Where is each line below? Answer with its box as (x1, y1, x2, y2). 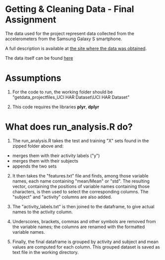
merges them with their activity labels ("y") (12, 153, 100, 159)
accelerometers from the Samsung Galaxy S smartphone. (5, 36, 122, 42)
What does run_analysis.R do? (5, 121, 133, 133)
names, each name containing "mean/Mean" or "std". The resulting (12, 178, 150, 184)
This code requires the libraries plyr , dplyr (12, 103, 100, 110)
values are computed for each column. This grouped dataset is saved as (12, 244, 160, 250)
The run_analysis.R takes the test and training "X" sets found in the (12, 138, 149, 144)
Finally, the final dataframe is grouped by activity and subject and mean (12, 239, 159, 245)
